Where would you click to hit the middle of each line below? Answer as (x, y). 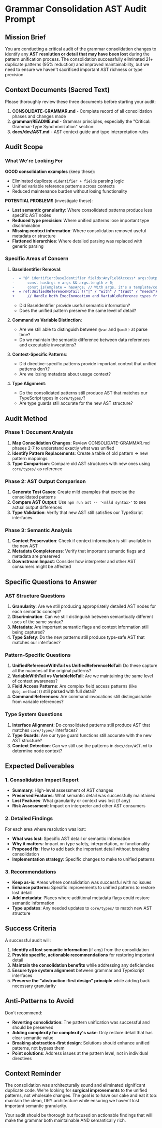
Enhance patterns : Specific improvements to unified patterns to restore (83, 888)
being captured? (28, 632)
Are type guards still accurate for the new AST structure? (76, 403)
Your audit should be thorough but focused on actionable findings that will (79, 1115)
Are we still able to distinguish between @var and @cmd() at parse (83, 329)
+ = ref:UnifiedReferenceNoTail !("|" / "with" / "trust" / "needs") (85, 292)
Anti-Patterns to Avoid (39, 1001)
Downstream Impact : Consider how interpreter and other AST (74, 562)
